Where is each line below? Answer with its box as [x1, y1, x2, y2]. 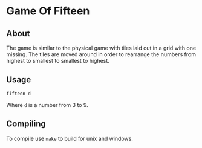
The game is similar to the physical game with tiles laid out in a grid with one [6, 44, 197, 51]
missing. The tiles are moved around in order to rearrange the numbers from [6, 51, 197, 58]
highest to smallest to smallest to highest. [6, 57, 110, 64]
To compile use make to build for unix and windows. [6, 135, 133, 142]
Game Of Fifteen [6, 4, 90, 18]
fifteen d [6, 91, 31, 97]
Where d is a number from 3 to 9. [6, 101, 89, 108]
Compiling [6, 119, 47, 129]
